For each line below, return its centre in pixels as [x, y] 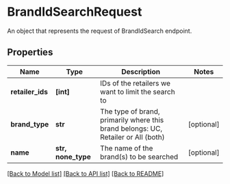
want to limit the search [138, 92]
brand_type [30, 124]
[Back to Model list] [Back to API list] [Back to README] [86, 173]
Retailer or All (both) [132, 137]
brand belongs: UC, [131, 129]
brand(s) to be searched [139, 157]
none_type [73, 157]
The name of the [127, 148]
